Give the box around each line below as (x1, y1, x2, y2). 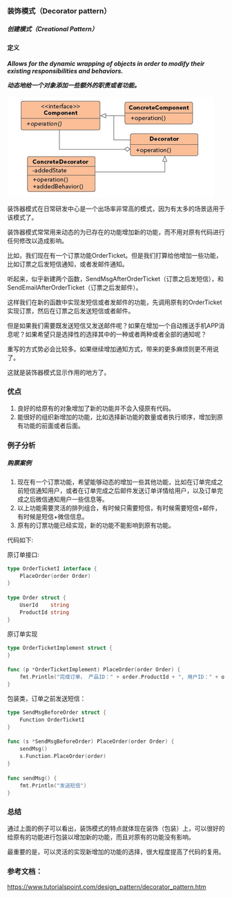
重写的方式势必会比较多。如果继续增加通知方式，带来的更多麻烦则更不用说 (7, 344, 219, 353)
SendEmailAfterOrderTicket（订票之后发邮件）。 (7, 283, 143, 292)
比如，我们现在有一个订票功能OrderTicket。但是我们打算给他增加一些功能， (7, 251, 222, 259)
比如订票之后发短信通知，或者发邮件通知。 (7, 260, 128, 268)
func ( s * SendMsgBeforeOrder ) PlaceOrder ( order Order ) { (7, 738, 175, 746)
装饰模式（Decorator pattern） (7, 6, 112, 15)
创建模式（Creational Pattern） (7, 24, 98, 33)
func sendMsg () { (7, 775, 57, 782)
